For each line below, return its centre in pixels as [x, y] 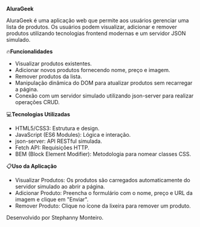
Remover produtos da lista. [49, 76]
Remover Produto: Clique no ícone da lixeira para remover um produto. [103, 206]
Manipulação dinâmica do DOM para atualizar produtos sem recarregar [104, 83]
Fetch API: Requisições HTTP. [52, 147]
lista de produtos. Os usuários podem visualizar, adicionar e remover [92, 27]
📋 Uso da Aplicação [32, 166]
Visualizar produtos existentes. [53, 64]
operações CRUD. [37, 102]
